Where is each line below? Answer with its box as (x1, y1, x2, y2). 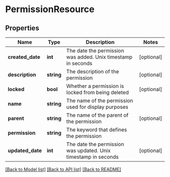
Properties (5, 24, 39, 32)
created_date (8, 54, 40, 60)
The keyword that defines (66, 126, 127, 133)
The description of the (66, 68, 119, 75)
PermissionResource (5, 4, 95, 15)
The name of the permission (66, 97, 133, 104)
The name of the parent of (66, 112, 129, 118)
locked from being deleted (66, 89, 129, 96)
